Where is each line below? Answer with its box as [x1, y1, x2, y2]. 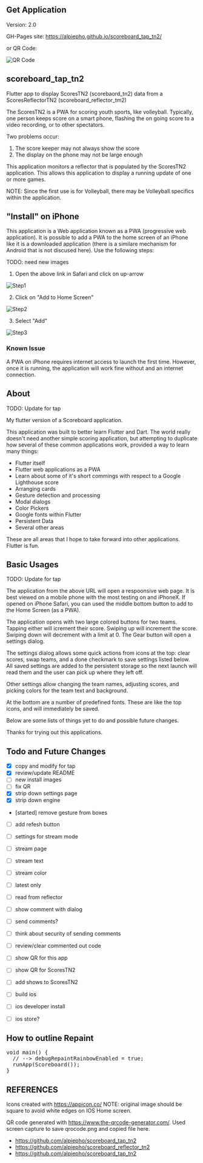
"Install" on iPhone [6, 212, 80, 222]
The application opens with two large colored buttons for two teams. [6, 618, 178, 625]
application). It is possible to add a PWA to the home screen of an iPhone [6, 234, 188, 241]
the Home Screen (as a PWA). [6, 607, 81, 614]
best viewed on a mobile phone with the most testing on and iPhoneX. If [6, 594, 186, 601]
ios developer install [15, 1003, 65, 1010]
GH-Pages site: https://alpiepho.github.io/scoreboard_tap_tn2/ [6, 33, 162, 40]
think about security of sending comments [15, 930, 121, 937]
